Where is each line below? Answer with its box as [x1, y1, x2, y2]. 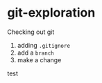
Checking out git [7, 28, 55, 36]
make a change [17, 55, 62, 64]
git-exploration [7, 5, 96, 21]
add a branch [17, 48, 54, 57]
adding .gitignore [17, 41, 71, 49]
